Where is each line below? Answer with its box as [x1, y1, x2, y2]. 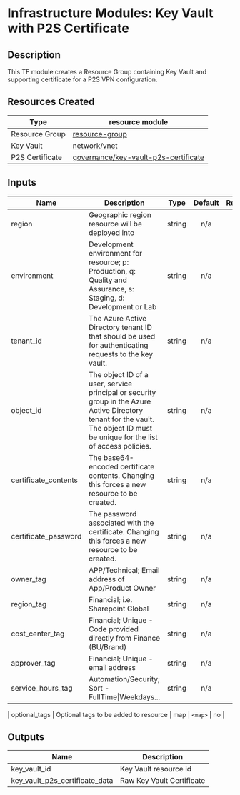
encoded [88, 461, 119, 471]
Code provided [88, 624, 139, 634]
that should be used [88, 331, 156, 341]
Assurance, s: [88, 284, 134, 294]
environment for [88, 248, 143, 258]
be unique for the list [88, 432, 159, 442]
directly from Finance [88, 633, 161, 643]
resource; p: [88, 257, 129, 267]
